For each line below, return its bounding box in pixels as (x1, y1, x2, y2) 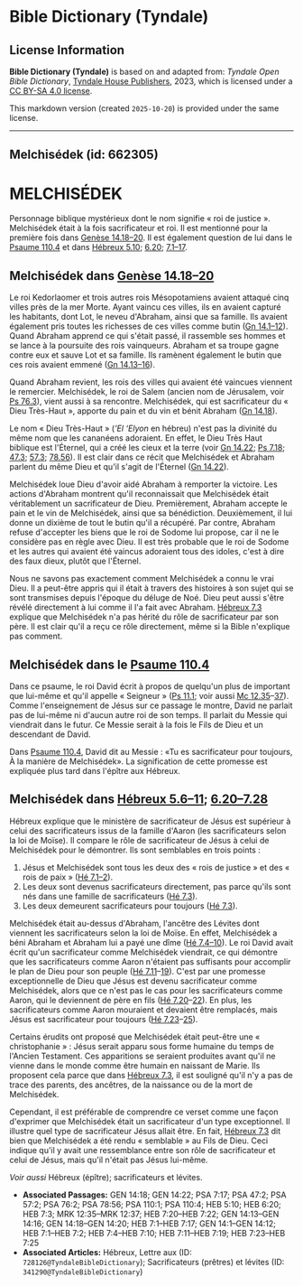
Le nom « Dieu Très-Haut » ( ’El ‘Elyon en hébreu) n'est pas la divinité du (9, 423, 278, 434)
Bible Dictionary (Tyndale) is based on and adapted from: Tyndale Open (9, 66, 280, 77)
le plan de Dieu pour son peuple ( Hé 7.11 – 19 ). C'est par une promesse (9, 965, 266, 976)
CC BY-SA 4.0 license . (9, 86, 93, 96)
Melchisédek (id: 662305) (9, 147, 160, 163)
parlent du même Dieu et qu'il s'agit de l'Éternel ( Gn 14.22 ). (9, 461, 230, 472)
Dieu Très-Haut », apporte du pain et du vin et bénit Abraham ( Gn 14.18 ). (9, 405, 278, 416)
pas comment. (9, 630, 63, 642)
